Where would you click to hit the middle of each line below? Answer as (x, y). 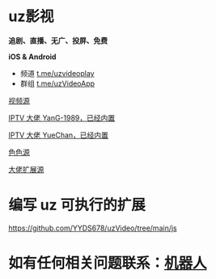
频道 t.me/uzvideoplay (57, 73)
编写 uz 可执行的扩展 (77, 205)
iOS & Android (32, 57)
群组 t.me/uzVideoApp (57, 83)
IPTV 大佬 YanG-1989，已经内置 (62, 117)
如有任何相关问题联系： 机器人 (108, 263)
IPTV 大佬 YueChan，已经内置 (59, 135)
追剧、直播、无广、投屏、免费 (58, 40)
